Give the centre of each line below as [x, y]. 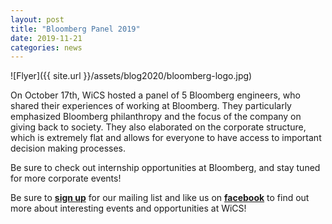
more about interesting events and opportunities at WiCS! [128, 208]
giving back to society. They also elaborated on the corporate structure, [158, 127]
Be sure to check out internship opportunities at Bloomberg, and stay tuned [165, 168]
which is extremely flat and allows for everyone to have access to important [166, 138]
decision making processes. [68, 148]
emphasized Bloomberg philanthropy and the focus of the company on [156, 117]
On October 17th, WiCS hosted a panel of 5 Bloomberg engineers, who [155, 95]
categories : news [46, 47]
